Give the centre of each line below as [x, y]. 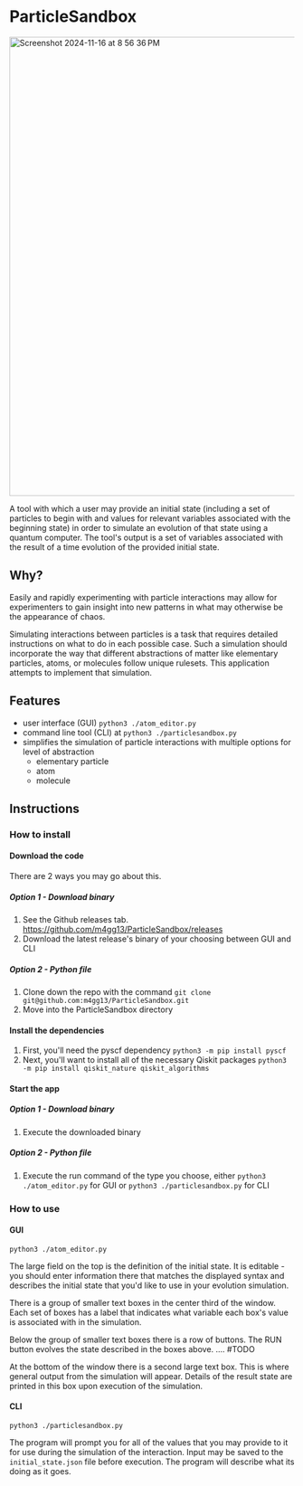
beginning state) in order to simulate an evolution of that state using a [139, 527]
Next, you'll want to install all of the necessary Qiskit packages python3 [154, 1060]
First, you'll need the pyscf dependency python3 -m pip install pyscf [154, 1050]
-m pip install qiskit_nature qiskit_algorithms [116, 1069]
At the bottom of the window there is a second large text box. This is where [149, 1367]
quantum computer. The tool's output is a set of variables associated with [146, 537]
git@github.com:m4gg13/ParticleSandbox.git [106, 1001]
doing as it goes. [40, 1472]
